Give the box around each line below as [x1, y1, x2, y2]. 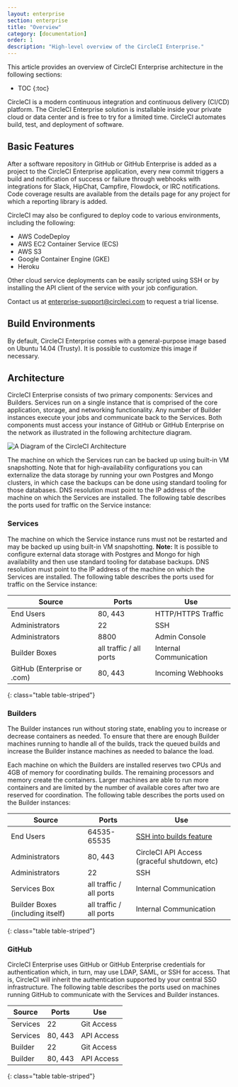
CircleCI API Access [135, 848, 203, 858]
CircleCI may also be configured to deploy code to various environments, [7, 210, 221, 220]
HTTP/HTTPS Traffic [154, 608, 225, 618]
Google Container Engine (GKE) [17, 254, 110, 263]
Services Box [11, 884, 55, 894]
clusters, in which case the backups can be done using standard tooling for [7, 479, 227, 487]
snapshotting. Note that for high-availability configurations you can [7, 463, 203, 472]
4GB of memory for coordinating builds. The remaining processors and [7, 768, 215, 777]
